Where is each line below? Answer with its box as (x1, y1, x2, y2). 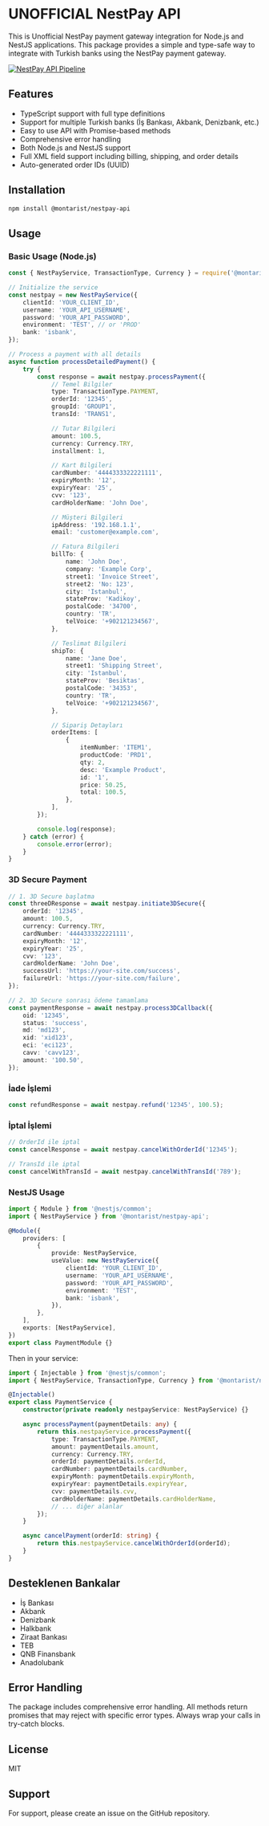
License (8, 1742, 49, 1756)
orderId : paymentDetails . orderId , (50, 1457, 167, 1466)
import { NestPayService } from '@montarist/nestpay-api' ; (8, 1212, 210, 1220)
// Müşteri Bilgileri (50, 513, 124, 521)
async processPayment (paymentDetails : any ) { (22, 1420, 178, 1428)
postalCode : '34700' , (65, 603, 138, 611)
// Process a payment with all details (8, 350, 142, 358)
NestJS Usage (8, 1187, 66, 1198)
